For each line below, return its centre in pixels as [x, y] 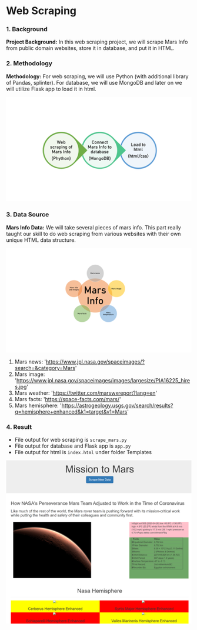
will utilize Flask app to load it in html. [51, 89]
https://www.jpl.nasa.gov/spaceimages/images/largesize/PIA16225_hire [103, 381]
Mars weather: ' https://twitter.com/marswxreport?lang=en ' [86, 393]
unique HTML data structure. [41, 240]
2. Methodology [29, 64]
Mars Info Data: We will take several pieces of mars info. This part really [94, 227]
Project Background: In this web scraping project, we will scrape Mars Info [97, 42]
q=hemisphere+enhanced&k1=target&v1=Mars [71, 412]
